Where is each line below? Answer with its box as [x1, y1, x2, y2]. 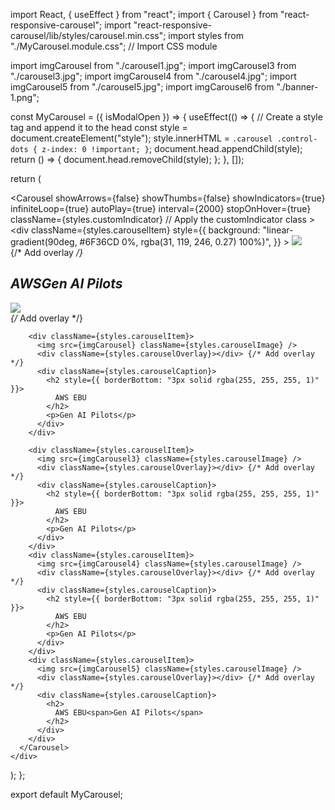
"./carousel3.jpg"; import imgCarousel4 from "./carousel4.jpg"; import [10, 70, 297, 82]
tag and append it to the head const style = [10, 122, 188, 133]
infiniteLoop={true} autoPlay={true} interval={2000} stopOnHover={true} [10, 203, 312, 214]
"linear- [262, 224, 294, 236]
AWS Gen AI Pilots [10, 275, 123, 293]
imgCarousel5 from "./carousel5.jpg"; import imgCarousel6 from [10, 81, 275, 93]
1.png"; [10, 92, 40, 103]
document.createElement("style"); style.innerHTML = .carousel [10, 132, 273, 144]
